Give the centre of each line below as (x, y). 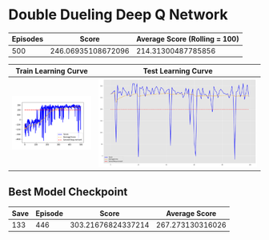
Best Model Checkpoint (68, 192)
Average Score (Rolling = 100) (187, 39)
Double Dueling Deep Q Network (118, 15)
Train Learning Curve (52, 70)
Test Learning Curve (178, 70)
